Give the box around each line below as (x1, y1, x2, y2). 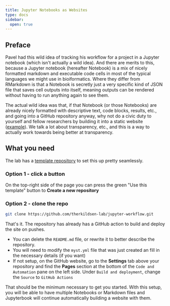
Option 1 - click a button (5, 170, 65, 177)
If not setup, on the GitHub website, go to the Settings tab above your (12, 258, 159, 264)
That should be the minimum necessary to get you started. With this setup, (5, 284, 162, 290)
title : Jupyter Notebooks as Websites (5, 7, 88, 13)
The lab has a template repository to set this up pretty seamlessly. (5, 157, 144, 163)
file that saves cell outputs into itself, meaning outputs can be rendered (5, 87, 154, 93)
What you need (5, 144, 55, 153)
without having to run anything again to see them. (5, 92, 109, 99)
